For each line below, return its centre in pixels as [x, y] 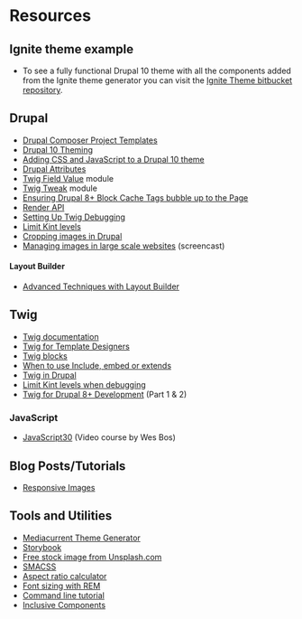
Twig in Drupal [49, 375]
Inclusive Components [64, 605]
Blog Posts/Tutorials [68, 466]
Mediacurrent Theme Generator [82, 538]
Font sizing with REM [61, 586]
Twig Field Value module [68, 178]
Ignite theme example [71, 49]
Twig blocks [45, 356]
